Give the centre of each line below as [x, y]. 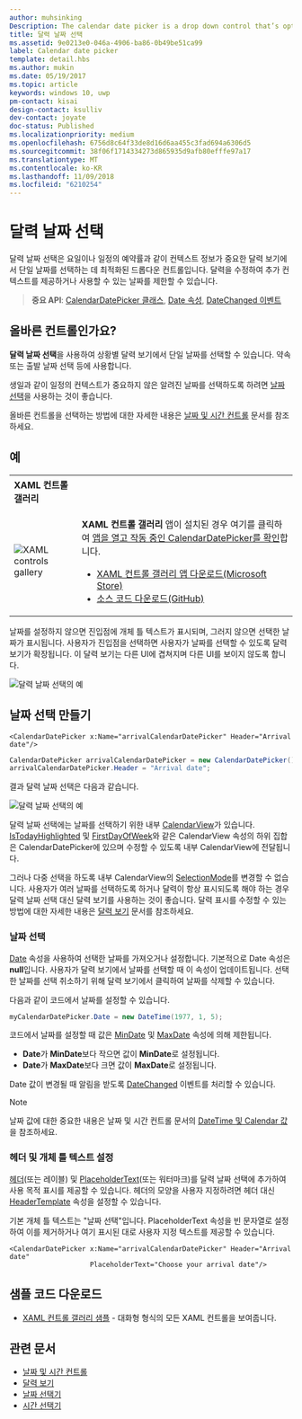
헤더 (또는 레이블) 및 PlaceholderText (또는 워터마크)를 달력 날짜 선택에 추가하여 [148, 1179]
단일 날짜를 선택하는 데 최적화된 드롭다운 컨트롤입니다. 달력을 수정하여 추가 [149, 270]
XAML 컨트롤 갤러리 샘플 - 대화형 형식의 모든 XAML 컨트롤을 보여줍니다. [149, 1317]
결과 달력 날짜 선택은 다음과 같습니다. [74, 786]
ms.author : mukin [42, 68]
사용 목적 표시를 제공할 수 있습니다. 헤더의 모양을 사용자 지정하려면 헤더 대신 [142, 1190]
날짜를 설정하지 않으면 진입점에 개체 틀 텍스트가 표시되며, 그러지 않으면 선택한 [145, 631]
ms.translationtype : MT [54, 160]
